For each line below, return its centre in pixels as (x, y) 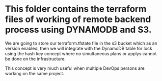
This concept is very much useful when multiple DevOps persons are (75, 68)
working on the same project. (35, 73)
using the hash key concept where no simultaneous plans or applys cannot (81, 53)
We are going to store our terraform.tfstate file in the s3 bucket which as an (81, 43)
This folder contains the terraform (76, 9)
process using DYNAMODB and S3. (79, 30)
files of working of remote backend (78, 19)
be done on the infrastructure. (36, 59)
